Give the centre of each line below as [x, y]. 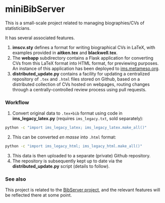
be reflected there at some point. [39, 195]
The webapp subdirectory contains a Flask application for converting [83, 58]
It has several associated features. [40, 38]
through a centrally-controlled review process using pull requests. [79, 89]
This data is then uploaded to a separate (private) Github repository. [81, 155]
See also [16, 179]
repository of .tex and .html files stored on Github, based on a [76, 79]
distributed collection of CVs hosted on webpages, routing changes [81, 84]
